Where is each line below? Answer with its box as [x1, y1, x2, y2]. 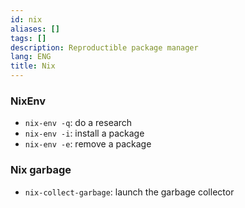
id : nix [10, 14, 43, 25]
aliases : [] [10, 24, 60, 34]
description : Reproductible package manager [10, 42, 199, 53]
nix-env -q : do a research [24, 117, 133, 129]
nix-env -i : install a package [24, 127, 145, 140]
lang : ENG [10, 52, 52, 62]
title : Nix [10, 61, 56, 71]
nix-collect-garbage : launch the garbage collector [24, 186, 235, 198]
